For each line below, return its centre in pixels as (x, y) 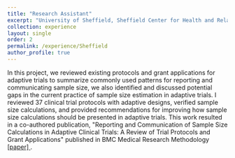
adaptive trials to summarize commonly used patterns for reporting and (110, 80)
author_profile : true (39, 53)
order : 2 (20, 40)
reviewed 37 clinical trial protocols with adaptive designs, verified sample (113, 102)
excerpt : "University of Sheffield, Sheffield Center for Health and (111, 20)
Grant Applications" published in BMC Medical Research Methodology (108, 139)
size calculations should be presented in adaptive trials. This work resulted (115, 117)
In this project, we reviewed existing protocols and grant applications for (111, 72)
